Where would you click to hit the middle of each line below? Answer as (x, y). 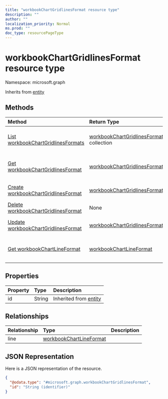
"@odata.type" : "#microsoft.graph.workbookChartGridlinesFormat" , (80, 382)
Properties (22, 276)
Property (18, 290)
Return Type (104, 121)
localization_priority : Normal (38, 24)
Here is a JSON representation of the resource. (54, 368)
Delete (15, 204)
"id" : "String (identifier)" (40, 387)
